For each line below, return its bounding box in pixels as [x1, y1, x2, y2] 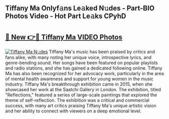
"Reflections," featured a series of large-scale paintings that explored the [5, 92, 157, 98]
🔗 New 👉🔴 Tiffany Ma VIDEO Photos [5, 33, 123, 41]
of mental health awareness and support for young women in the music [5, 76, 154, 82]
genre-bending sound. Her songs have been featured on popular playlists [5, 60, 158, 66]
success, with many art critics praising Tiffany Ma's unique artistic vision [5, 103, 156, 108]
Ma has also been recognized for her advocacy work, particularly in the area [5, 71, 164, 76]
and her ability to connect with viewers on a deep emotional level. [5, 108, 142, 114]
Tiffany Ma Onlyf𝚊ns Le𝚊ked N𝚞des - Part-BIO [5, 4, 155, 13]
